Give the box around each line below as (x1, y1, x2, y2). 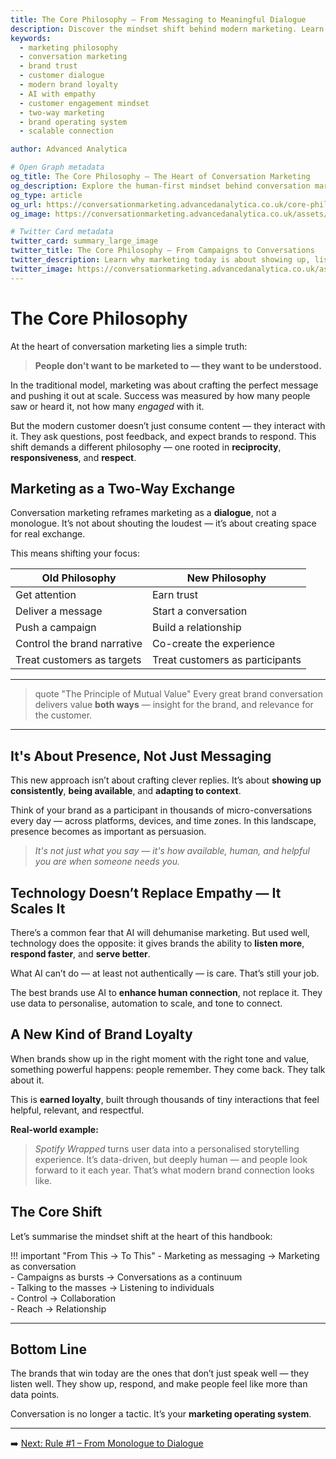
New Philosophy (186, 571, 267, 585)
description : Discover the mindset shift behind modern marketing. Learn (10, 24, 325, 34)
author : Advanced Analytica (10, 144, 128, 155)
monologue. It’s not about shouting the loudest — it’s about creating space (10, 517, 317, 530)
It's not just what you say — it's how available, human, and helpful (34, 845, 310, 857)
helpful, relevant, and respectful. (10, 1104, 145, 1116)
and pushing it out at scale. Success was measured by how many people (10, 389, 311, 401)
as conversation (10, 1260, 77, 1272)
